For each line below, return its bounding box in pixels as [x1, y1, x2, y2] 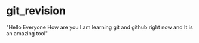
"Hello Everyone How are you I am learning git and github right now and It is [6, 24, 193, 31]
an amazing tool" [6, 29, 48, 37]
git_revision [6, 4, 66, 18]
